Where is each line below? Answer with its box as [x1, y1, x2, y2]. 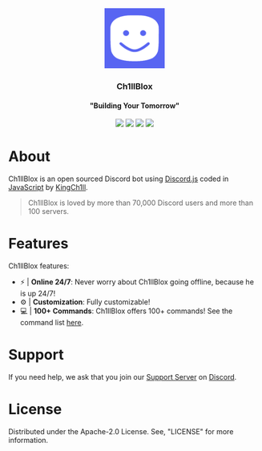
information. [8, 435, 49, 445]
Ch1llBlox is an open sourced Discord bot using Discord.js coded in [8, 174, 229, 183]
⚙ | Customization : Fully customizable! [19, 297, 151, 307]
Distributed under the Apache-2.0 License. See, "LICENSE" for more [8, 426, 234, 436]
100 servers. [27, 207, 70, 216]
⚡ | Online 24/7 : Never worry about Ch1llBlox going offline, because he [19, 277, 255, 287]
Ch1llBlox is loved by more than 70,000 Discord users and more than [27, 198, 254, 207]
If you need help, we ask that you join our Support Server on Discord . [8, 372, 237, 381]
